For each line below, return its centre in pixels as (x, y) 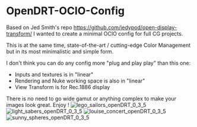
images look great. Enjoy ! (38, 104)
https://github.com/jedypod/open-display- (125, 27)
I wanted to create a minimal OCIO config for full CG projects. (108, 33)
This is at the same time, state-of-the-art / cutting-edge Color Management (99, 45)
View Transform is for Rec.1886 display (62, 87)
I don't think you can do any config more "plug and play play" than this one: (99, 63)
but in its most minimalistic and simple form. (60, 51)
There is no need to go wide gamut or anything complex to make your (91, 99)
